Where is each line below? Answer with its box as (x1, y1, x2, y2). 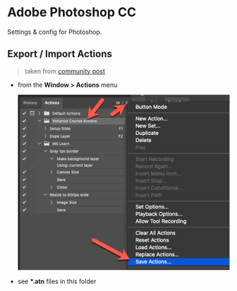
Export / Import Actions (7, 48, 113, 60)
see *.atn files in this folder (17, 277, 97, 285)
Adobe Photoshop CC (7, 4, 136, 20)
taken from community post (24, 66, 106, 75)
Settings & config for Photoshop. (7, 28, 102, 36)
